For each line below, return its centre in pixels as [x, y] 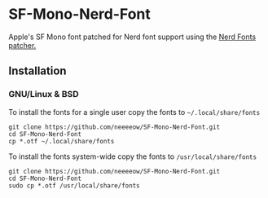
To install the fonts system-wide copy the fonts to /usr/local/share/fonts [133, 156]
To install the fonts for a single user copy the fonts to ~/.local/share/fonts [134, 112]
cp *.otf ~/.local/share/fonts [62, 141]
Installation [37, 71]
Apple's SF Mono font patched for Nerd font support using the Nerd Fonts [132, 37]
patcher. [22, 45]
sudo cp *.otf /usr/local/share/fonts [74, 185]
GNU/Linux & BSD [44, 95]
